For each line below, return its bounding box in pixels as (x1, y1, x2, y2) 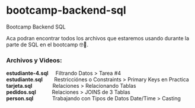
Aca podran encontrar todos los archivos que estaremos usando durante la (6, 34, 190, 42)
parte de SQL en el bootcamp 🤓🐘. (6, 41, 89, 48)
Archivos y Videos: (6, 56, 62, 64)
